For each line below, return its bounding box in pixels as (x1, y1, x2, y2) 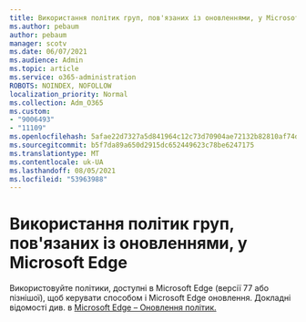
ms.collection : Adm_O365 (9, 98, 104, 108)
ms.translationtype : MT (9, 149, 100, 158)
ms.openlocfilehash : (9, 132, 88, 141)
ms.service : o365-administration (9, 73, 137, 82)
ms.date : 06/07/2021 (9, 47, 88, 57)
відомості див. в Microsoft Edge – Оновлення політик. (9, 302, 217, 313)
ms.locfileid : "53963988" (9, 174, 107, 183)
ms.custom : (9, 107, 51, 116)
